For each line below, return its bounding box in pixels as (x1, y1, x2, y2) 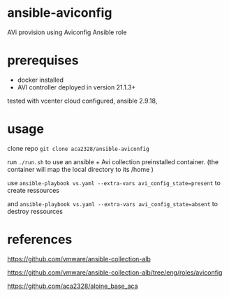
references (7, 232, 73, 247)
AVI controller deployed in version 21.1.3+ (17, 82, 136, 92)
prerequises (7, 52, 79, 68)
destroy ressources (7, 207, 63, 215)
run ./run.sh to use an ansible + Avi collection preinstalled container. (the (7, 157, 219, 166)
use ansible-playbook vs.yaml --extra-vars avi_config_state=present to (7, 178, 221, 187)
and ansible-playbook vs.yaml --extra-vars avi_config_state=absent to (7, 199, 219, 208)
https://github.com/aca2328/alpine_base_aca (7, 282, 138, 290)
